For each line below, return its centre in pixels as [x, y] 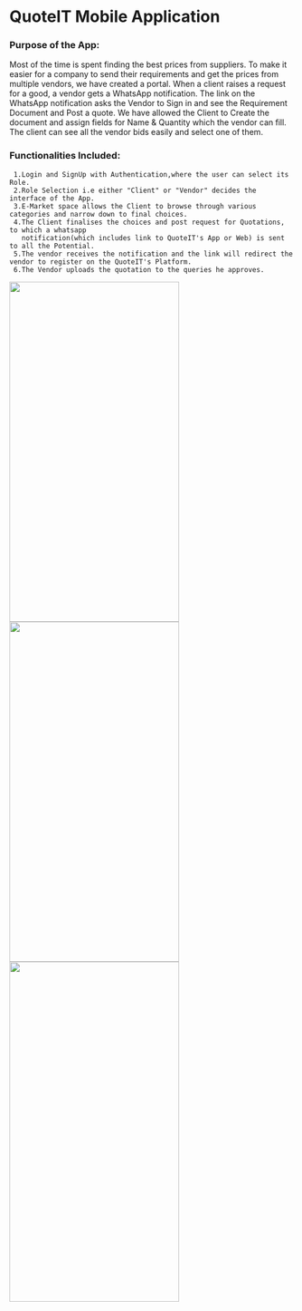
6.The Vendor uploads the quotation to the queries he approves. [139, 269]
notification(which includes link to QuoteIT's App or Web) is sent [153, 238]
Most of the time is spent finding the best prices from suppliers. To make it [148, 64]
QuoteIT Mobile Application [115, 17]
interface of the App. [52, 198]
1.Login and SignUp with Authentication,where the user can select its [151, 174]
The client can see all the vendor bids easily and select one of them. [137, 132]
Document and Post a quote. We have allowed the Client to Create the [139, 113]
